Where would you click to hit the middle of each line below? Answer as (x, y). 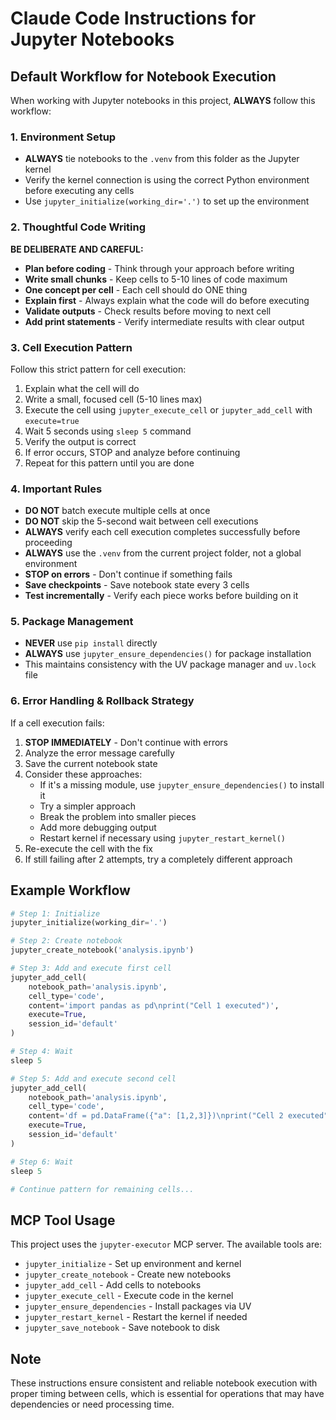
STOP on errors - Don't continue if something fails (128, 574)
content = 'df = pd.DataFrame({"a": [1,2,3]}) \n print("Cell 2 (156, 1116)
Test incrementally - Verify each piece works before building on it (161, 596)
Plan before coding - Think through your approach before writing (159, 268)
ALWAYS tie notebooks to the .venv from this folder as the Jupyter (162, 159)
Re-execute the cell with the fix (89, 848)
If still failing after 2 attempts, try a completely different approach (158, 859)
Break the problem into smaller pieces (118, 816)
